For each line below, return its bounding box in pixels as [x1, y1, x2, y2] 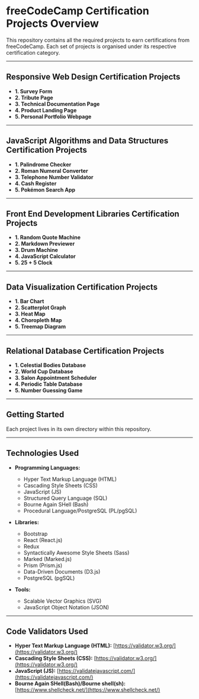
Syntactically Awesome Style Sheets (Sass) [23, 549, 130, 556]
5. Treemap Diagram [14, 323, 66, 330]
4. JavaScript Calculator [14, 253, 76, 260]
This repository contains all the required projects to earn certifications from [6, 36, 190, 43]
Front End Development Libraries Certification [6, 209, 179, 219]
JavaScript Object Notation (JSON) [23, 603, 110, 610]
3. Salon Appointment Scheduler [14, 374, 97, 381]
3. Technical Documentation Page [14, 100, 100, 108]
